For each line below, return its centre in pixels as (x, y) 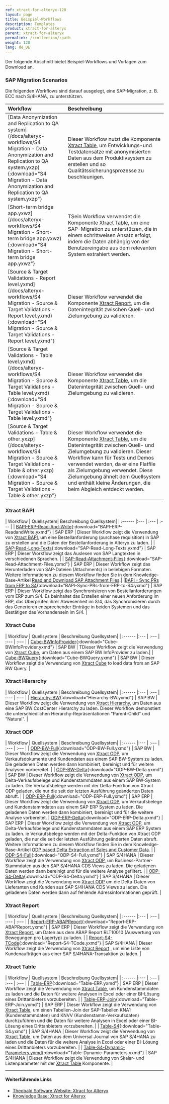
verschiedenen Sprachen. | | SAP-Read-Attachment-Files (64, 559)
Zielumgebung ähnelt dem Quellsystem (114, 477)
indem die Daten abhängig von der (108, 241)
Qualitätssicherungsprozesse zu (106, 170)
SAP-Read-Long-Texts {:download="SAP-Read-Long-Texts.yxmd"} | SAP (80, 548)
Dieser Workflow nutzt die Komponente (114, 139)
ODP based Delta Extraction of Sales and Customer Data (91, 850)
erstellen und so (87, 164)
